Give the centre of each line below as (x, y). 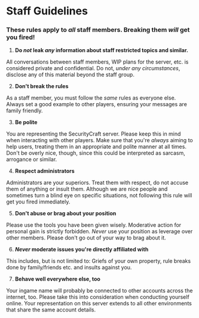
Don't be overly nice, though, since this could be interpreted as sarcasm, (96, 153)
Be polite (26, 122)
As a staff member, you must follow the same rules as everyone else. (91, 98)
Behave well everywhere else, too (57, 279)
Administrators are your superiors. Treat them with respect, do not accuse (97, 183)
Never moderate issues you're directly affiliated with (82, 250)
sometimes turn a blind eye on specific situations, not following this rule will (99, 196)
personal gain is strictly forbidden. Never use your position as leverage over (99, 232)
